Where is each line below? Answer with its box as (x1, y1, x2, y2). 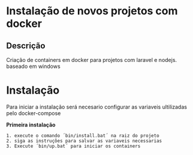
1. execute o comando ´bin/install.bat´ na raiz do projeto (6, 132, 160, 138)
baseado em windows (6, 63, 61, 70)
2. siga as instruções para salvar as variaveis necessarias (6, 138, 162, 144)
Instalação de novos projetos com (6, 4, 178, 18)
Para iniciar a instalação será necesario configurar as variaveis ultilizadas (6, 103, 188, 110)
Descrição (6, 41, 46, 51)
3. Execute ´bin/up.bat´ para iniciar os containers (6, 143, 141, 149)
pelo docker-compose (6, 109, 61, 117)
